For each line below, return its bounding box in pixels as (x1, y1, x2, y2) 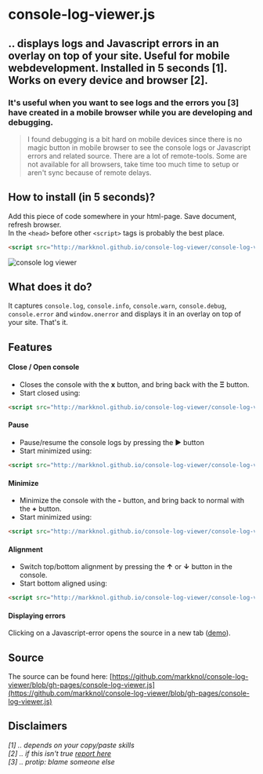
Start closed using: (19, 388, 81, 397)
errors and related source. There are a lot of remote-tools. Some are (27, 151, 247, 160)
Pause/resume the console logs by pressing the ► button (19, 438, 205, 447)
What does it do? (8, 280, 92, 294)
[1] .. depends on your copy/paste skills (8, 740, 135, 750)
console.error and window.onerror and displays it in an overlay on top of (8, 309, 241, 319)
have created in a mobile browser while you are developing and (8, 107, 253, 118)
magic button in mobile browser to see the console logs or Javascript (27, 143, 251, 152)
